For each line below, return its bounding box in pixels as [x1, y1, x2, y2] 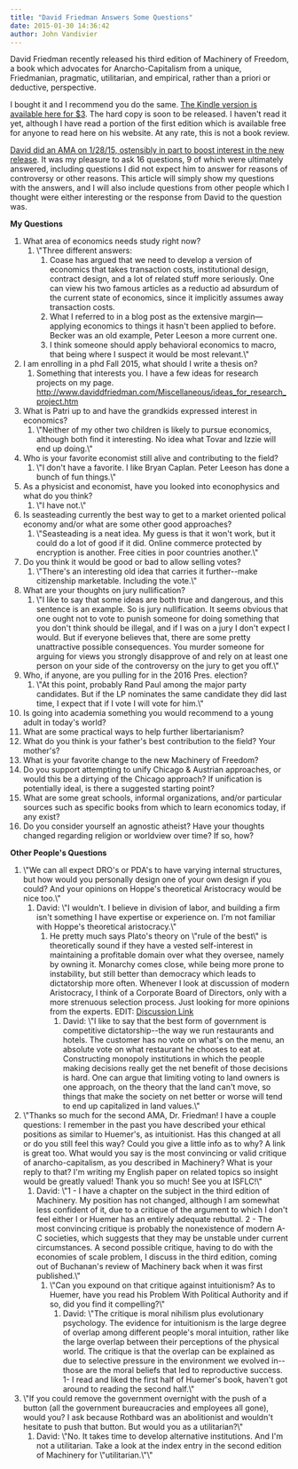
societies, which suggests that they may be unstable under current [43, 1233, 289, 1243]
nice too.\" [22, 893, 61, 904]
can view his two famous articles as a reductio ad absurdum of [49, 283, 279, 294]
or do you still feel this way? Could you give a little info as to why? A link [22, 1139, 286, 1149]
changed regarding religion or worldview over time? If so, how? [22, 830, 254, 841]
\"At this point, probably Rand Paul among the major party [35, 679, 247, 690]
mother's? [22, 745, 60, 756]
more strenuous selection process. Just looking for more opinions [49, 997, 290, 1008]
